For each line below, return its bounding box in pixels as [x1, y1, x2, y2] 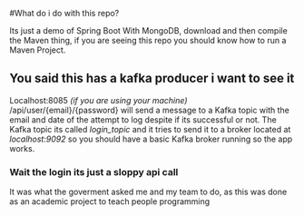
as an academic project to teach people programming [9, 196, 211, 207]
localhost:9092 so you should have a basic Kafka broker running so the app [9, 133, 293, 144]
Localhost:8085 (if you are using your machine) [9, 94, 188, 105]
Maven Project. [9, 44, 66, 55]
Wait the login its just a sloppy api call [9, 165, 179, 178]
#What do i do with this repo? [9, 8, 120, 18]
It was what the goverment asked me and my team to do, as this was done [9, 186, 288, 198]
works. [9, 142, 35, 153]
